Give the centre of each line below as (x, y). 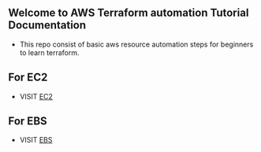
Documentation (47, 26)
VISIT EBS (36, 140)
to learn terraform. (49, 52)
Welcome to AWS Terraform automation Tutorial (129, 13)
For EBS (28, 121)
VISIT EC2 (36, 96)
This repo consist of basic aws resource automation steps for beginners (136, 44)
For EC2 (28, 78)
